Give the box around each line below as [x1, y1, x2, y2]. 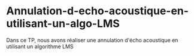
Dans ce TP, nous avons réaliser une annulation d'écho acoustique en [6, 36, 178, 43]
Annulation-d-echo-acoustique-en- [6, 4, 189, 18]
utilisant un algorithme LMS [6, 43, 74, 50]
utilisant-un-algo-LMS [6, 17, 120, 30]
